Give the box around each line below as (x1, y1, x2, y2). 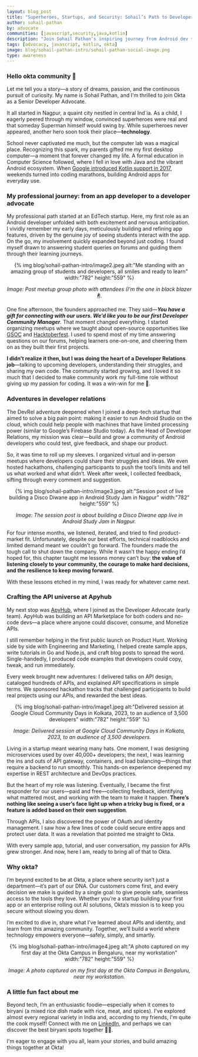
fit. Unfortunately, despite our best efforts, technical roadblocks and (25, 535, 190, 543)
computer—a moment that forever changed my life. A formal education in (6, 152, 184, 159)
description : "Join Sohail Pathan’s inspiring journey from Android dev (6, 36, 189, 42)
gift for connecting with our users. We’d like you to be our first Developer (6, 312, 189, 319)
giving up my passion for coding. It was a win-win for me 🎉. (6, 380, 151, 387)
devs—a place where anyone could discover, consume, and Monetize (20, 619, 189, 626)
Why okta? (6, 862, 38, 871)
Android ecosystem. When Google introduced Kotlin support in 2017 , (6, 165, 172, 172)
